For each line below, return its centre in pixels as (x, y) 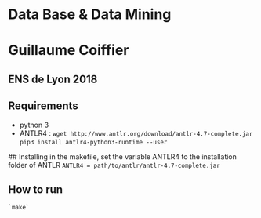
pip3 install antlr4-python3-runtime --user (93, 142)
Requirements (43, 106)
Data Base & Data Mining (90, 15)
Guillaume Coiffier (69, 51)
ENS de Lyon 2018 (53, 79)
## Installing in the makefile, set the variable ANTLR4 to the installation (123, 156)
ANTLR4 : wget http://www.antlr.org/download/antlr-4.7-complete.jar (136, 133)
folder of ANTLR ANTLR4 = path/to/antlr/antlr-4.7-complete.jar (114, 165)
